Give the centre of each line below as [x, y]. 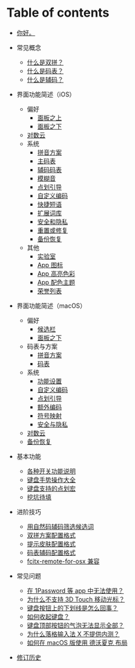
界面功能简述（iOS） [46, 94]
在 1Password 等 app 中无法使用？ [75, 590]
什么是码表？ [45, 71]
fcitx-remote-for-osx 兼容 [63, 561]
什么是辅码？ [45, 79]
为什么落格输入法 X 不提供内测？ [73, 634]
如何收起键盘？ [48, 616]
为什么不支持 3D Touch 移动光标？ [76, 599]
